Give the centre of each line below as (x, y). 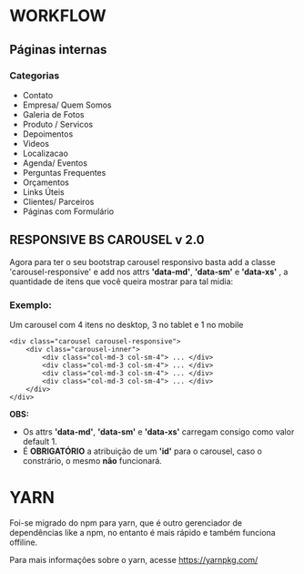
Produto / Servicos (58, 124)
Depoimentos (48, 134)
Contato (38, 95)
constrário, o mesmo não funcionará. (92, 460)
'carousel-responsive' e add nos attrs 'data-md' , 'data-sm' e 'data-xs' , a (149, 272)
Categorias (35, 76)
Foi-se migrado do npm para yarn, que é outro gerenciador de (126, 523)
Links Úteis (44, 191)
